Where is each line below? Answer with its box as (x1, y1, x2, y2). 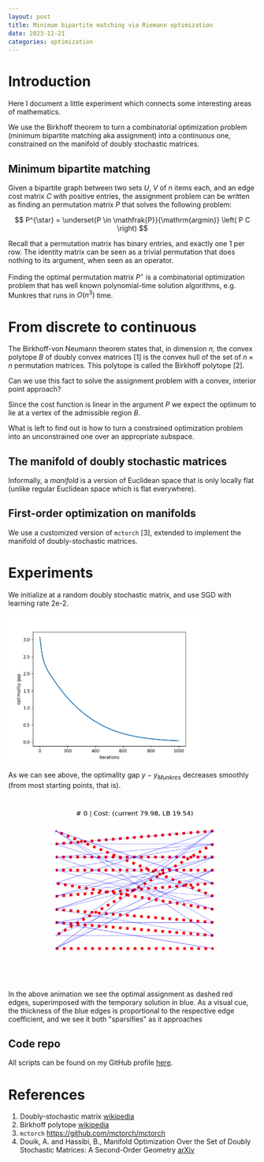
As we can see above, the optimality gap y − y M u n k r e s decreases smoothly (8, 770, 250, 782)
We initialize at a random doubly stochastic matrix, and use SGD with (8, 590, 232, 599)
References (8, 1085, 85, 1104)
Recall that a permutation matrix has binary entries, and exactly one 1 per (8, 239, 246, 248)
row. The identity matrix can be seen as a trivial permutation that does (8, 247, 236, 257)
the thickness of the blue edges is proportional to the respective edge (8, 1006, 235, 1015)
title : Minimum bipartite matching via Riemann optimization (8, 21, 214, 29)
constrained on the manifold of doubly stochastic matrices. (8, 139, 199, 149)
